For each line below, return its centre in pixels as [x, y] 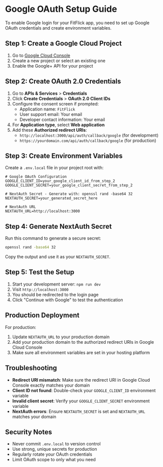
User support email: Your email [51, 114]
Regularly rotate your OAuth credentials [52, 454]
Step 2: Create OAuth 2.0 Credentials [63, 82]
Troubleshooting [31, 368]
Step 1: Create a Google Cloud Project [63, 44]
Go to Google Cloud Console [41, 55]
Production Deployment [42, 315]
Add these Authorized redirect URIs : [50, 130]
